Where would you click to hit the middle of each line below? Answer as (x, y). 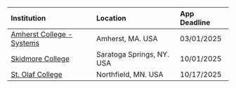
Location (111, 18)
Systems (25, 43)
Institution (28, 18)
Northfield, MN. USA (130, 74)
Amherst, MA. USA (127, 39)
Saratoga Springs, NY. (133, 54)
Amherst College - (42, 34)
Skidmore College (40, 59)
